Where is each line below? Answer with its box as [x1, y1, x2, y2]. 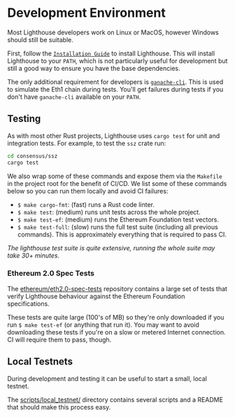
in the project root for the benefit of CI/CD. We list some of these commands [7, 179, 227, 187]
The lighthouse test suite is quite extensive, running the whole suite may [7, 243, 215, 252]
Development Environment [7, 5, 166, 21]
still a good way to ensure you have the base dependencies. [7, 64, 180, 72]
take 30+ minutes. [7, 251, 60, 259]
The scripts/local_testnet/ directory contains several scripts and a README [7, 395, 224, 404]
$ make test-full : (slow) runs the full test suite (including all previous [17, 222, 218, 231]
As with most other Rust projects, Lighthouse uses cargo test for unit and [7, 131, 220, 140]
